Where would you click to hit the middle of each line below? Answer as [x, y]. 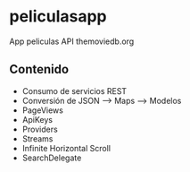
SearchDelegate [52, 158]
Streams [37, 138]
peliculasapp [58, 17]
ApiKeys [37, 119]
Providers [40, 129]
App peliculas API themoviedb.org [72, 41]
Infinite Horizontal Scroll [66, 148]
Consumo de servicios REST [74, 90]
